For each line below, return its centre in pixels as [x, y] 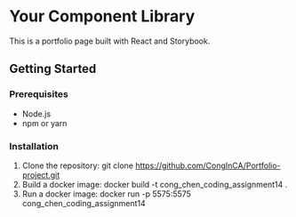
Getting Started [53, 69]
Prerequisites [39, 94]
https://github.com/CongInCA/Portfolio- [208, 165]
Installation [34, 146]
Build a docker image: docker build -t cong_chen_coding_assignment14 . [155, 184]
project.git [41, 174]
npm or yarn [44, 123]
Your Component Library [102, 16]
